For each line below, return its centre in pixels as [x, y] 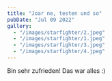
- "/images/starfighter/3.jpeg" [59, 45]
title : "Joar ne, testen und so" [55, 13]
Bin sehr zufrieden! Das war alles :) [56, 70]
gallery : [19, 26]
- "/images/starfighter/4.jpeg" [59, 52]
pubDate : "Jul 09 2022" [41, 20]
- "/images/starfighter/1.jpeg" [59, 39]
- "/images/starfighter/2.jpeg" [59, 32]
